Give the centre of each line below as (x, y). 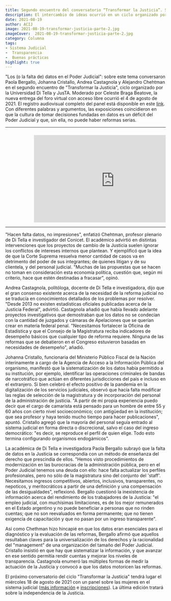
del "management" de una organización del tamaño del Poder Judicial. (79, 545)
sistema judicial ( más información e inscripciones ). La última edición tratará (84, 587)
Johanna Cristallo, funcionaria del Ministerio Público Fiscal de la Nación (80, 357)
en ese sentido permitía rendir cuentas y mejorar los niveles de (71, 556)
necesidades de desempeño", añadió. (45, 347)
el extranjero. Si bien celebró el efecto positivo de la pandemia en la (76, 384)
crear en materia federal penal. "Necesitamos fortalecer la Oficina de (78, 325)
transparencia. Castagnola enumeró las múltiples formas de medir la (77, 561)
